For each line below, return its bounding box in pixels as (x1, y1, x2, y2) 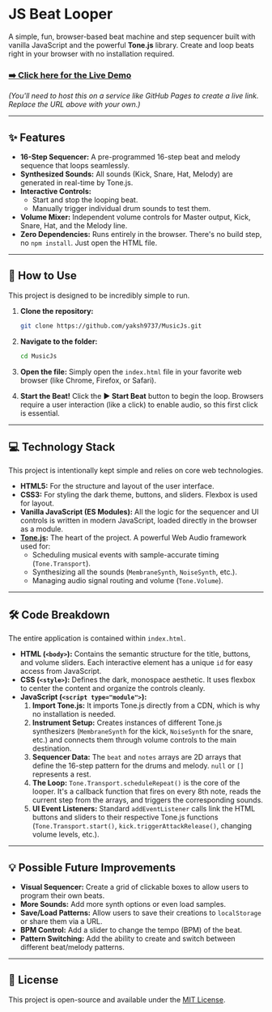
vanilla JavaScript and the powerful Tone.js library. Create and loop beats (8, 40, 255, 49)
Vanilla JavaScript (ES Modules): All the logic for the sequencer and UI (19, 507, 259, 517)
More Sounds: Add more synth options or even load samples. (19, 900, 227, 909)
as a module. (19, 524, 63, 534)
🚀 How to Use (8, 269, 77, 283)
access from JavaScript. (19, 667, 102, 676)
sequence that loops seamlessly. (19, 161, 130, 171)
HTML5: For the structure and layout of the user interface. (19, 481, 215, 491)
